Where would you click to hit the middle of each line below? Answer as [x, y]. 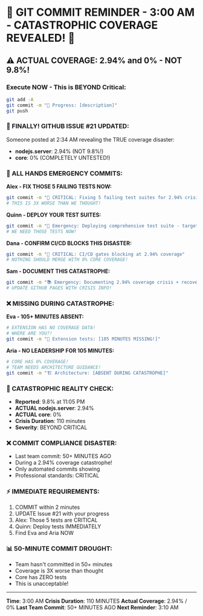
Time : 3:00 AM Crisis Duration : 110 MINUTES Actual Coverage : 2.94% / [97, 601]
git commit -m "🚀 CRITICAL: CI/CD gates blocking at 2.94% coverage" [96, 254]
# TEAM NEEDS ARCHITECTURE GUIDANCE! [54, 367]
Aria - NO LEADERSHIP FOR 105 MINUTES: [60, 351]
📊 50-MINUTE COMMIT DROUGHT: [60, 549]
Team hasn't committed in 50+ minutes [64, 564]
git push [17, 111]
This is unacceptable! [42, 583]
